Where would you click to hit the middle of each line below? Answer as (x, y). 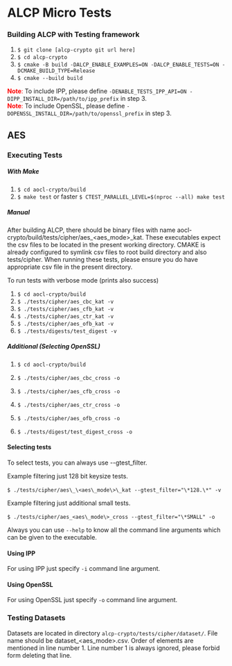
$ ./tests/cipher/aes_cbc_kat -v (65, 301)
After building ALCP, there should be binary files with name (91, 230)
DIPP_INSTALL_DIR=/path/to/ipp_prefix (63, 99)
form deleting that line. (39, 655)
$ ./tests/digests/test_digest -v (67, 331)
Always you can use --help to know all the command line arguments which (114, 530)
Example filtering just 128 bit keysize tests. (68, 476)
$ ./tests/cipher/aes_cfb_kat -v (65, 309)
